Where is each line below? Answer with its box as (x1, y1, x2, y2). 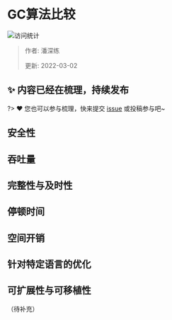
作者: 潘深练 (24, 46, 60, 55)
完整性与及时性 (7, 179, 73, 191)
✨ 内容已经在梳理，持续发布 (7, 84, 130, 96)
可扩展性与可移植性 (7, 285, 91, 297)
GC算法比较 (7, 6, 76, 23)
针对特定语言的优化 (7, 258, 91, 270)
